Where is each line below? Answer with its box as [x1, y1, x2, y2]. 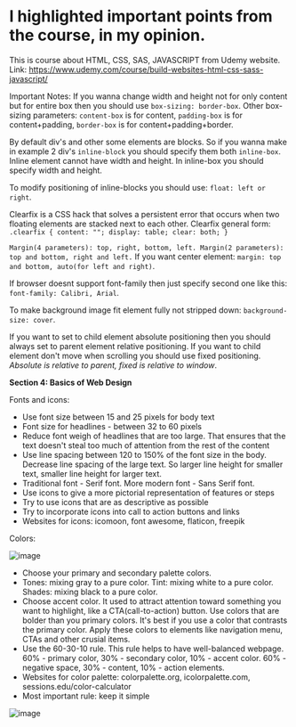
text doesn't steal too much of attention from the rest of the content [21, 439, 270, 451]
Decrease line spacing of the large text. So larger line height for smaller [21, 459, 284, 470]
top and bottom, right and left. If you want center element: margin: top [9, 251, 282, 262]
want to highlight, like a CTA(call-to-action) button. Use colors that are [21, 605, 280, 616]
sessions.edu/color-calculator [21, 681, 132, 691]
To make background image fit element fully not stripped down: [9, 305, 242, 315]
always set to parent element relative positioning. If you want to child [9, 340, 261, 351]
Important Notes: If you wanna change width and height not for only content [9, 91, 288, 102]
